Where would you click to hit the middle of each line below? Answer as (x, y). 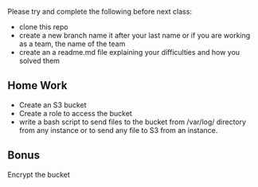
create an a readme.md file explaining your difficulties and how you (129, 52)
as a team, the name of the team (72, 44)
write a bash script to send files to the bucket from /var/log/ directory (133, 122)
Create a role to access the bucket (75, 113)
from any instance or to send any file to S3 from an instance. (118, 130)
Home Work (37, 86)
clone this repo (43, 27)
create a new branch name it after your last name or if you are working (135, 35)
